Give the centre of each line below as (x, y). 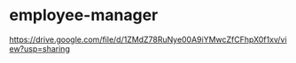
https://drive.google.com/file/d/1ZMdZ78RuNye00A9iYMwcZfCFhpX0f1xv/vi (148, 39)
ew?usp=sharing (40, 48)
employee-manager (84, 15)
